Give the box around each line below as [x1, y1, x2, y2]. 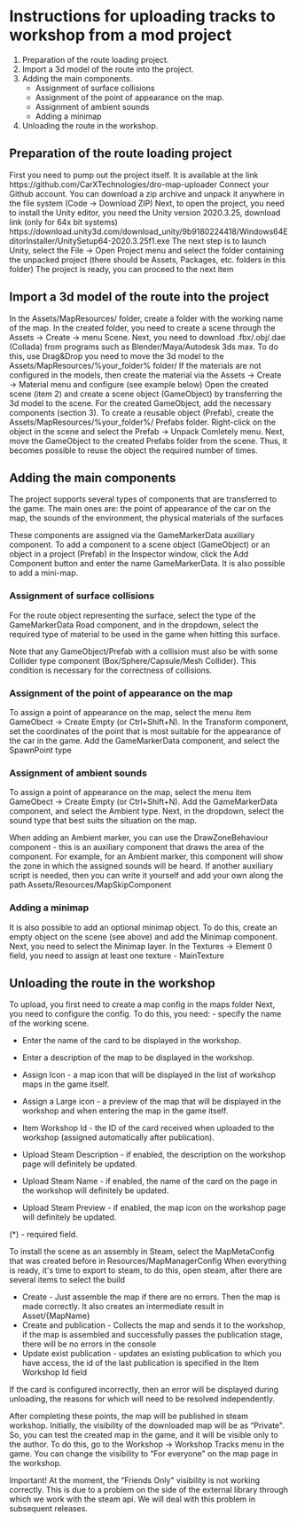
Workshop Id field [21, 1367, 87, 1378]
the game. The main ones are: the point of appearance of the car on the [9, 503, 271, 514]
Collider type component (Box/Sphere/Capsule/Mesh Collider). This [9, 655, 257, 666]
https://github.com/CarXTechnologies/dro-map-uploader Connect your [9, 179, 270, 190]
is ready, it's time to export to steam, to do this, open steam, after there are [9, 1265, 283, 1276]
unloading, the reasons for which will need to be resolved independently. [9, 1393, 275, 1404]
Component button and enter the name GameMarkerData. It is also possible [9, 558, 285, 569]
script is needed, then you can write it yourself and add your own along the [9, 870, 284, 881]
